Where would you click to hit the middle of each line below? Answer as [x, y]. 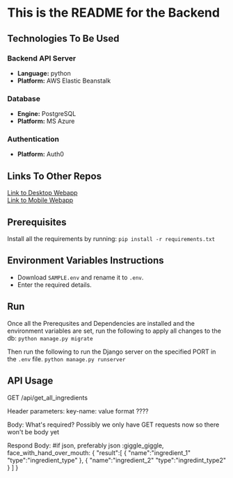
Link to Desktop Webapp [42, 193]
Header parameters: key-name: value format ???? [78, 411]
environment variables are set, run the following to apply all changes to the [114, 331]
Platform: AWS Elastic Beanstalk [64, 81]
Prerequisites [37, 222]
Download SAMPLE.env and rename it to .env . [80, 277]
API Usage [30, 381]
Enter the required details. [54, 285]
